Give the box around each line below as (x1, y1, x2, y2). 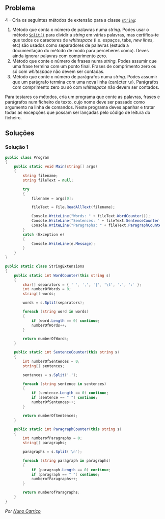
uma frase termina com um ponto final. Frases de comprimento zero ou (12, 63, 157, 69)
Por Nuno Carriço (5, 508, 41, 514)
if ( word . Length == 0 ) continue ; (31, 318, 100, 323)
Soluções (5, 129, 34, 138)
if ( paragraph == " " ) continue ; (31, 472, 100, 477)
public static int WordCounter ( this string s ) (14, 273, 111, 278)
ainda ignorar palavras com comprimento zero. (12, 53, 107, 59)
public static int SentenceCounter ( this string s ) (14, 350, 120, 355)
